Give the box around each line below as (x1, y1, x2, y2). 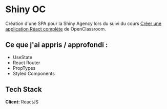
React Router (12, 60, 40, 66)
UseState (12, 54, 32, 60)
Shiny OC (5, 4, 46, 15)
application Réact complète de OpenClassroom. (5, 25, 106, 32)
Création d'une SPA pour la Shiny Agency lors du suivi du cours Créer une (5, 20, 162, 26)
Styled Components (12, 70, 55, 76)
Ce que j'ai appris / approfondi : (5, 41, 108, 49)
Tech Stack (5, 85, 42, 94)
